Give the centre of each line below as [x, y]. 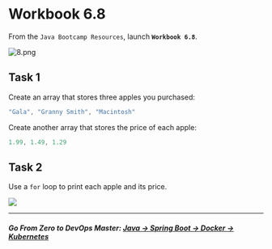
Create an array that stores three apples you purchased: [102, 97]
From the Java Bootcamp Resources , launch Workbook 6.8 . [103, 36]
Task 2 [25, 167]
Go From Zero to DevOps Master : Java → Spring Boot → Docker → [121, 228]
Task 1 [24, 78]
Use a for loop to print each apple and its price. [88, 187]
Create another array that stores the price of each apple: [102, 127]
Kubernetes [29, 236]
